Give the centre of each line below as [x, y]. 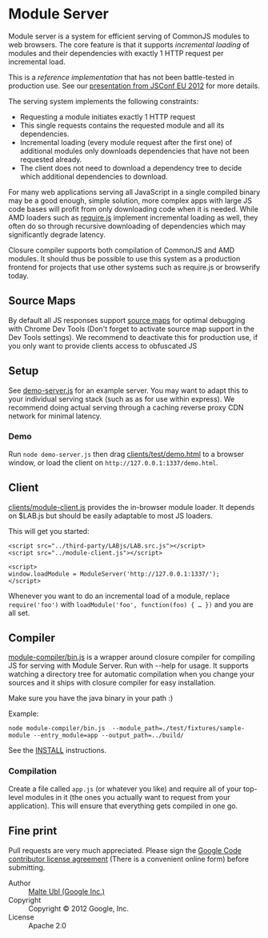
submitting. [27, 867]
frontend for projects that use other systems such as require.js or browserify [134, 267]
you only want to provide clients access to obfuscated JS [103, 346]
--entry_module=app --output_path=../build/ [108, 736]
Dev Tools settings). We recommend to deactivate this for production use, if [133, 337]
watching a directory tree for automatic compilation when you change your [131, 674]
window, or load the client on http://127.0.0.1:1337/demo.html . [113, 463]
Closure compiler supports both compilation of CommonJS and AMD [122, 250]
